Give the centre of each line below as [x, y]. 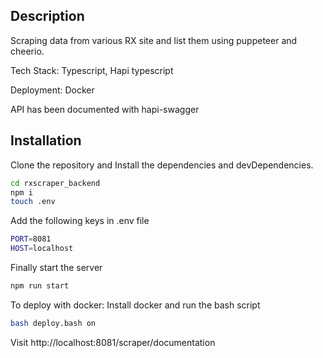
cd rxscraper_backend [55, 183]
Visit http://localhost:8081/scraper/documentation [113, 342]
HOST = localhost [42, 249]
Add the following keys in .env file [80, 221]
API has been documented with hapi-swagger [105, 109]
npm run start [40, 286]
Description [47, 16]
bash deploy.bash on [53, 323]
